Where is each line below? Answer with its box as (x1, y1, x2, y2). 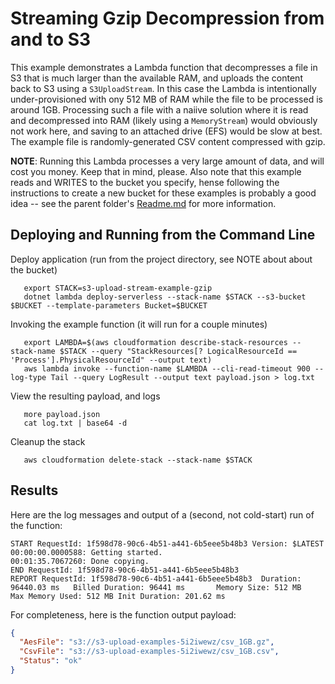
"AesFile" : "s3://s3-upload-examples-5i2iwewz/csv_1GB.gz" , (19, 637, 275, 647)
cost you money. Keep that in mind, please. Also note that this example (10, 165, 302, 177)
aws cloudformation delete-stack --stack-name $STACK (23, 455, 253, 465)
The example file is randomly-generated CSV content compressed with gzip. (10, 135, 326, 147)
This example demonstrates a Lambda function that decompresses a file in (10, 61, 318, 73)
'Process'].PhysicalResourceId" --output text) (10, 355, 213, 365)
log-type (10, 372, 47, 382)
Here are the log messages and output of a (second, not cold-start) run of (10, 508, 315, 521)
